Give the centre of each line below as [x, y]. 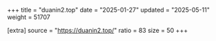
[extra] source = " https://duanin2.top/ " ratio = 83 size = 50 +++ [98, 30]
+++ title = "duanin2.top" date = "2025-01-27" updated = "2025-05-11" [109, 10]
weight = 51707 [29, 17]
